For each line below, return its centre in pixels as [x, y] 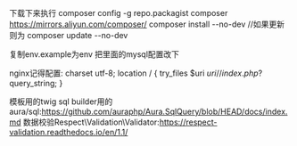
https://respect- [188, 122]
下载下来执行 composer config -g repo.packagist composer [119, 13]
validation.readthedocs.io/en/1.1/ [69, 132]
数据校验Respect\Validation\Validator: [91, 122]
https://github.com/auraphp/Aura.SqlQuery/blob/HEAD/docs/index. [165, 111]
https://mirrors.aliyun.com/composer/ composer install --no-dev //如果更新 [147, 24]
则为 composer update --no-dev [69, 35]
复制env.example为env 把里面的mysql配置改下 [95, 54]
